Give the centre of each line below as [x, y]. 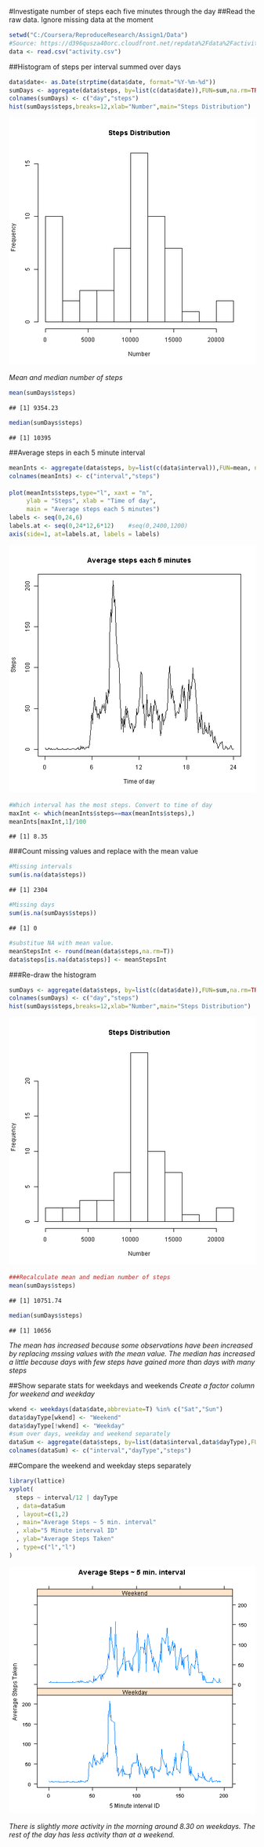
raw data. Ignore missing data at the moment [81, 20]
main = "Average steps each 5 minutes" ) [93, 510]
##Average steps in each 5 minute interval [77, 452]
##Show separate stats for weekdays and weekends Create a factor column [132, 1385]
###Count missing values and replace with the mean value [104, 851]
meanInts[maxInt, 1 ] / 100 [48, 821]
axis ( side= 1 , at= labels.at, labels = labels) [84, 534]
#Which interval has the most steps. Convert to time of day [111, 805]
